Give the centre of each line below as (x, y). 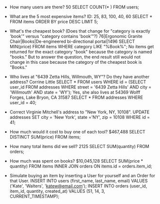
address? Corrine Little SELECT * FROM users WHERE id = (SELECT (78, 82)
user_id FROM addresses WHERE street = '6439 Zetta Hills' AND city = (80, 87)
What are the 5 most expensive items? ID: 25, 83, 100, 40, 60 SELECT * (81, 16)
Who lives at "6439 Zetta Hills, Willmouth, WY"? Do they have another (79, 77)
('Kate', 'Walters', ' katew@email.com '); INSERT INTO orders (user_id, (78, 186)
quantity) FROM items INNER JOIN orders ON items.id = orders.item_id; (81, 166)
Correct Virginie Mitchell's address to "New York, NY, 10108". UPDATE (80, 112)
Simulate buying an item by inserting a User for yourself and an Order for (82, 176)
